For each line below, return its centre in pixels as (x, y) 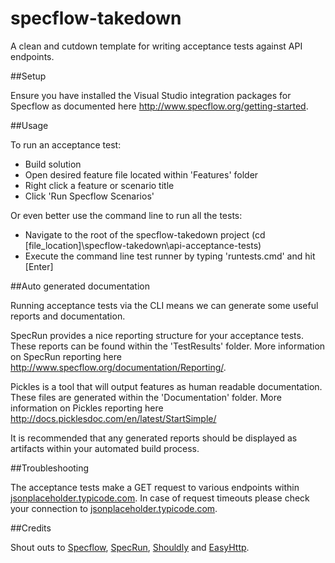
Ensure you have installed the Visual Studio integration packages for (151, 95)
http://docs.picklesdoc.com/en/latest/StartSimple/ (113, 418)
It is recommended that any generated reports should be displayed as (154, 438)
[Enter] (39, 266)
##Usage (29, 125)
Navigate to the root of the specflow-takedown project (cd (145, 234)
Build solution (53, 164)
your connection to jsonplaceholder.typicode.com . (114, 508)
